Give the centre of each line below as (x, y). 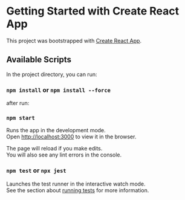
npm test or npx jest (36, 170)
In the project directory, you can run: (52, 74)
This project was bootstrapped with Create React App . (74, 40)
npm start (21, 118)
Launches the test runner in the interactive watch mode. (76, 184)
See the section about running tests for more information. (78, 190)
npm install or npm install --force (58, 90)
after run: (18, 103)
